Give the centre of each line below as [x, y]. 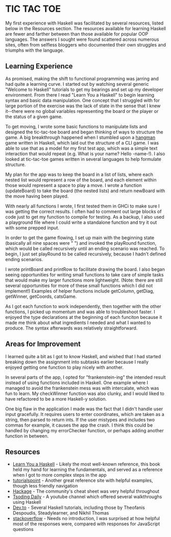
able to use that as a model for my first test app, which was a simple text [81, 148]
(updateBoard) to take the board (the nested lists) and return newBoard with [85, 191]
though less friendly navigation [45, 486]
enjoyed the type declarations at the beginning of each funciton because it [84, 317]
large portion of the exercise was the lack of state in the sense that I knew [83, 106]
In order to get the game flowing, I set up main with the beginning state [80, 238]
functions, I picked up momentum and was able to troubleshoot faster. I [80, 312]
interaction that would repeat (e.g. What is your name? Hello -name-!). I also [85, 153]
